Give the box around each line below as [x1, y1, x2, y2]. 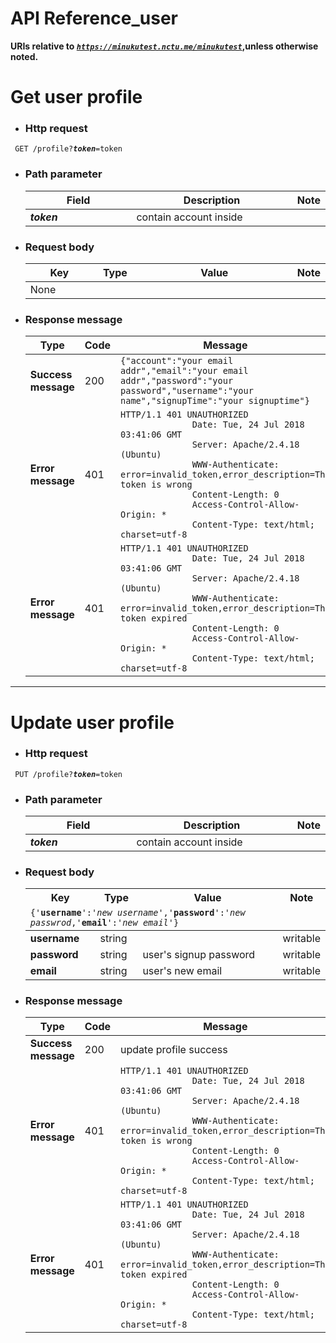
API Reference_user [10, 7, 178, 30]
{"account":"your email [120, 355, 234, 367]
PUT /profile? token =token [14, 769, 123, 779]
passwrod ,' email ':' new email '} [29, 917, 180, 929]
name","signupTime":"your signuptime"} [120, 395, 310, 407]
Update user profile [10, 711, 175, 734]
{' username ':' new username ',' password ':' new [29, 907, 246, 919]
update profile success [120, 1043, 228, 1057]
